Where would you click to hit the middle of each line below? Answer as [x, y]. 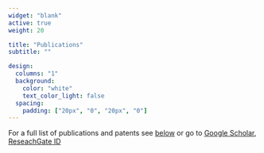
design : [21, 67]
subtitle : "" [30, 52]
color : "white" [48, 88]
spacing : [30, 103]
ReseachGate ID [35, 142]
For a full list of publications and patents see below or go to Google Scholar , [132, 133]
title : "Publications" [46, 44]
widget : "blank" [35, 15]
